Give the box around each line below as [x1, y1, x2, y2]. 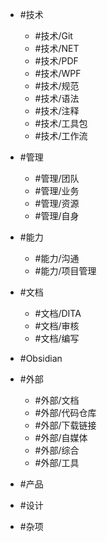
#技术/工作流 [34, 130, 88, 142]
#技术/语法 [34, 93, 80, 104]
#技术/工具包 [34, 118, 88, 129]
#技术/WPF [34, 68, 82, 79]
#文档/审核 [34, 320, 80, 332]
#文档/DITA [34, 308, 82, 319]
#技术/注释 [34, 105, 80, 117]
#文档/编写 [34, 333, 80, 344]
